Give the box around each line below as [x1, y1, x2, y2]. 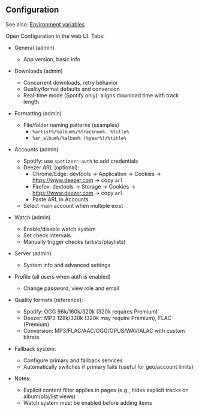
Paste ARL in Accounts [32, 195, 89, 203]
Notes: [14, 375, 31, 382]
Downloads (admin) [14, 67, 64, 74]
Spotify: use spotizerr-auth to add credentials [23, 157, 138, 165]
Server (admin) [14, 249, 52, 257]
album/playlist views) [23, 393, 76, 400]
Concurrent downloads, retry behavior [23, 79, 118, 86]
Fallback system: [14, 345, 56, 352]
